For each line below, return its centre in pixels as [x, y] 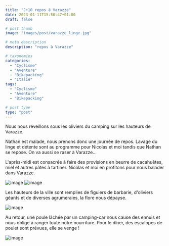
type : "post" [19, 112]
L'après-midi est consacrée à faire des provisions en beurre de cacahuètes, [84, 162]
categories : [18, 61]
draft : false [19, 19]
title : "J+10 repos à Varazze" [38, 10]
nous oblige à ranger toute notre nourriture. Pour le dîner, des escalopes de [84, 223]
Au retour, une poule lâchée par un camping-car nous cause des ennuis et [83, 217]
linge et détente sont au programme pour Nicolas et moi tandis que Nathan [83, 147]
